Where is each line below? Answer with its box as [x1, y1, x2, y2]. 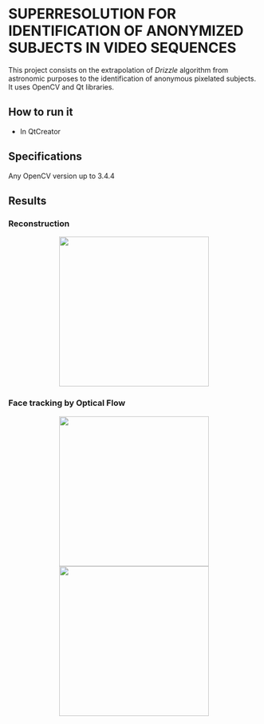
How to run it [8, 105, 73, 119]
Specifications [8, 149, 82, 164]
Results [8, 193, 47, 208]
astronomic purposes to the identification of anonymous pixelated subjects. [8, 74, 257, 83]
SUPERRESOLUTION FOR [8, 5, 177, 23]
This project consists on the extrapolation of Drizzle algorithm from [8, 65, 229, 74]
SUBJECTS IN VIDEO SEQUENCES [8, 39, 237, 57]
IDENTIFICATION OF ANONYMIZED [8, 22, 244, 40]
